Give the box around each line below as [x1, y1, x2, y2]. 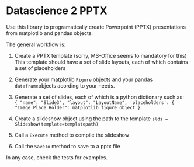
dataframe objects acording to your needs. [14, 82, 115, 89]
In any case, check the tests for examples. [6, 154, 108, 161]
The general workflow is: [6, 41, 66, 48]
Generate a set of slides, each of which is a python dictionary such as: [14, 93, 184, 100]
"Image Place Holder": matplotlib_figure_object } [14, 105, 141, 110]
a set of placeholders [14, 64, 66, 71]
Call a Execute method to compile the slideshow [14, 131, 130, 138]
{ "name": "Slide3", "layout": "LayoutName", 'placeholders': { [14, 99, 175, 106]
